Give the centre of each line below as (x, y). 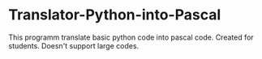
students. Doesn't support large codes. (74, 45)
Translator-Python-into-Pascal (115, 15)
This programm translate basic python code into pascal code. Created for (131, 37)
